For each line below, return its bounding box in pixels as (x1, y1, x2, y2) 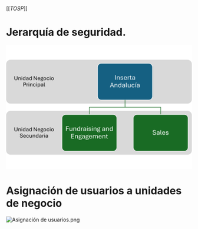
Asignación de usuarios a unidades (6, 184, 182, 197)
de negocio (6, 197, 62, 210)
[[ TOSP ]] (6, 5, 28, 12)
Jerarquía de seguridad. (6, 26, 127, 39)
